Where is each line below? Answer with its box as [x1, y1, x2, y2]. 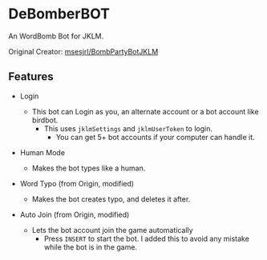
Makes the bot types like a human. [31, 163, 146, 173]
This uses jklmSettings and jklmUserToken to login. [43, 123, 212, 133]
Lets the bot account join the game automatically [31, 225, 194, 234]
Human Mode [19, 147, 66, 157]
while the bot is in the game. [43, 242, 138, 252]
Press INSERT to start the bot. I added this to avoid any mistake [43, 234, 250, 243]
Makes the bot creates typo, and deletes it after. [31, 194, 191, 204]
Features [8, 70, 54, 84]
